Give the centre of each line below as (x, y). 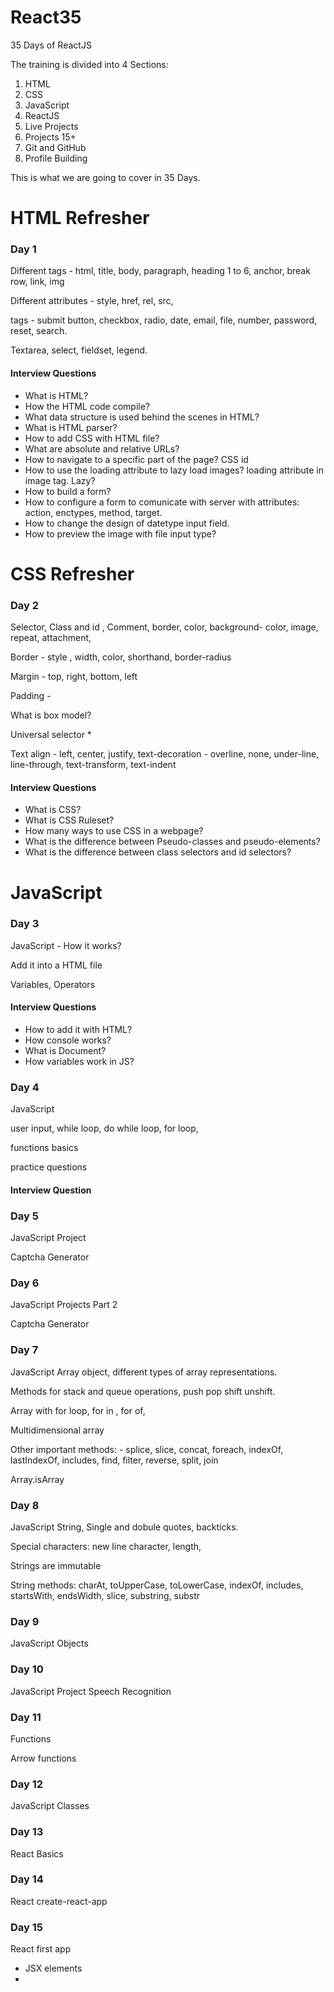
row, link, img (37, 282)
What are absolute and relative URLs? (102, 448)
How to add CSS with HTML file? (92, 438)
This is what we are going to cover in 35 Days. (105, 177)
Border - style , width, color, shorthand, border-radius (121, 657)
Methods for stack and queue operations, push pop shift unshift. (143, 1391)
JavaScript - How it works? (66, 945)
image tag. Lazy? (60, 480)
